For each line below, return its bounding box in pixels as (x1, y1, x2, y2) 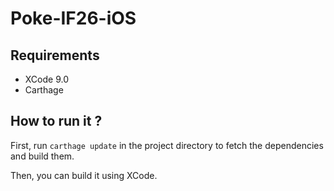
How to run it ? (10, 113, 103, 130)
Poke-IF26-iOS (10, 7, 137, 30)
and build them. (10, 150, 75, 162)
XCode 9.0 (24, 73, 69, 85)
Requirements (10, 47, 100, 64)
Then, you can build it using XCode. (10, 169, 158, 181)
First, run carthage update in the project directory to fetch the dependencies (10, 139, 324, 151)
